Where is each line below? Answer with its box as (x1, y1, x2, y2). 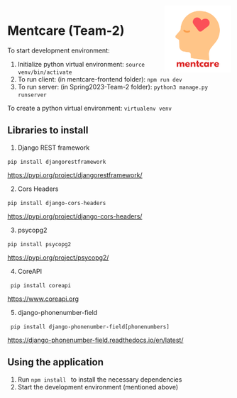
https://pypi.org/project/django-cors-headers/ (7, 211, 143, 221)
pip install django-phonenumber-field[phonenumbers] (10, 323, 170, 331)
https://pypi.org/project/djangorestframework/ (7, 170, 143, 179)
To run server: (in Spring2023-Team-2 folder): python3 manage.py (17, 82, 208, 91)
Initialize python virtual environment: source (17, 60, 145, 68)
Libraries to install (7, 124, 89, 136)
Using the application (7, 356, 104, 368)
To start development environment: (7, 46, 110, 55)
